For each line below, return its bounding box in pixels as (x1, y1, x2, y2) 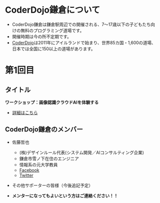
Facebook (19, 167, 40, 173)
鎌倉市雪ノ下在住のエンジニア (19, 155, 79, 161)
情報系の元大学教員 (19, 162, 58, 167)
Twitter (19, 172, 34, 178)
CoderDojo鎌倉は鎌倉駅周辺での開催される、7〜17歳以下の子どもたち (12, 21, 151, 27)
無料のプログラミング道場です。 (20, 27, 84, 33)
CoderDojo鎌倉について (5, 4, 100, 16)
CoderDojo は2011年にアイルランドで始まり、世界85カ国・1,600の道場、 (12, 39, 156, 45)
